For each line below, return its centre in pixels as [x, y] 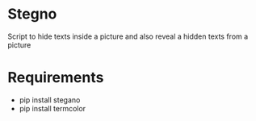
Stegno [32, 14]
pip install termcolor [52, 108]
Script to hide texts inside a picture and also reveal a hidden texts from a [128, 36]
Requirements [56, 78]
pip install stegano [50, 100]
